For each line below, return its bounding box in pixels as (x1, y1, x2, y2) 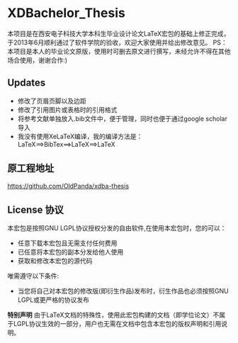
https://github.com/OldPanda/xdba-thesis (7, 181, 130, 190)
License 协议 (7, 203, 64, 215)
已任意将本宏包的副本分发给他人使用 (17, 248, 124, 257)
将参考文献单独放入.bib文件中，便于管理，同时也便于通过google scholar (17, 114, 228, 123)
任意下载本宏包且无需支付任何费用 (17, 239, 118, 247)
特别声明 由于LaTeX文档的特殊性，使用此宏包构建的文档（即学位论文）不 (7, 310, 220, 320)
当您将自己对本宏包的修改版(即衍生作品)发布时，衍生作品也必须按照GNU (17, 287, 229, 296)
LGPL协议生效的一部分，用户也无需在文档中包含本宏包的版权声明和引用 (13, 320, 222, 328)
